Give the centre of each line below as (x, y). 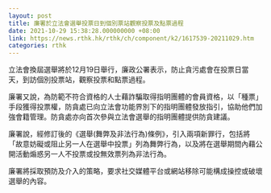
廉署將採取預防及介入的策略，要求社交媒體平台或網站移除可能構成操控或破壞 (135, 171)
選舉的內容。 (29, 181)
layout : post (30, 16)
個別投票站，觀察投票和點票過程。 (93, 80)
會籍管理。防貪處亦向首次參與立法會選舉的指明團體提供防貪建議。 (125, 117)
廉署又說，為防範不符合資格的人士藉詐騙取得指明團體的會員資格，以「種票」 (135, 96)
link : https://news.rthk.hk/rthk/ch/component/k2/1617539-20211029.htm (131, 38)
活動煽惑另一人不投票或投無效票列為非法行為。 (93, 154)
